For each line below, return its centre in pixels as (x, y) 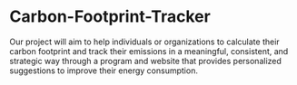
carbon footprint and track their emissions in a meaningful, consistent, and (149, 51)
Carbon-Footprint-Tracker (110, 17)
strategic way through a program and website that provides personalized (145, 61)
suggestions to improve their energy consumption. (104, 71)
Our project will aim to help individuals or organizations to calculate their (144, 42)
